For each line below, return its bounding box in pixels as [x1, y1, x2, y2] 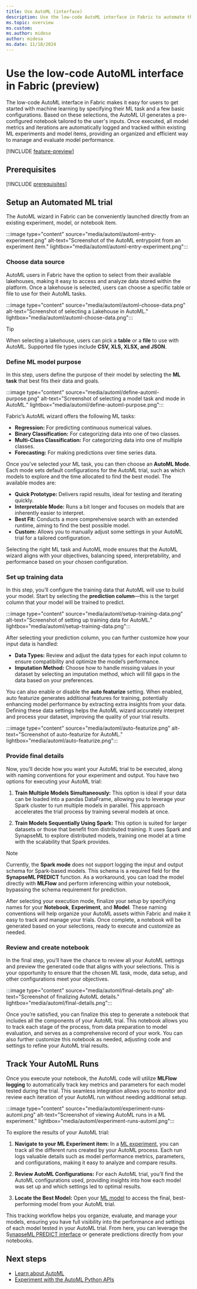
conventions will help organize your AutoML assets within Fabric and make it [6, 910, 191, 917]
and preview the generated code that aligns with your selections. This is [6, 963, 180, 970]
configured [6, 117, 33, 124]
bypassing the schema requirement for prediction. [6, 886, 127, 893]
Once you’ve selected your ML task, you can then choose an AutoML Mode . [6, 460, 191, 468]
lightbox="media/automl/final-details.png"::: [6, 999, 113, 1006]
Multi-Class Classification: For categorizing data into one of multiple [14, 437, 183, 444]
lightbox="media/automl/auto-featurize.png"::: [6, 737, 118, 745]
